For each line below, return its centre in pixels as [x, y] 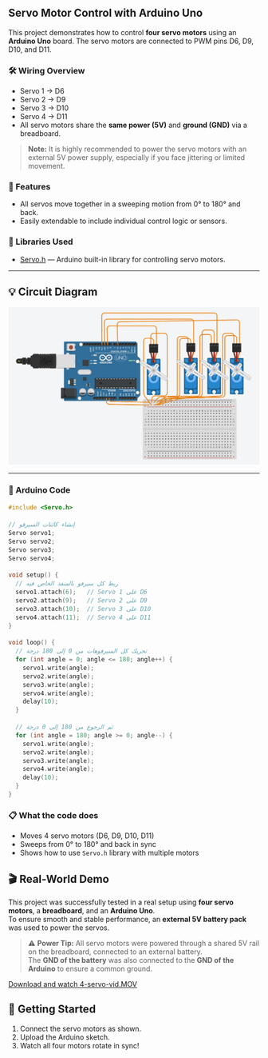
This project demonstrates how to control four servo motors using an [122, 32]
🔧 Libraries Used [41, 242]
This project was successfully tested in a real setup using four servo [121, 902]
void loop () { [32, 643]
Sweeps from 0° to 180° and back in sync [88, 844]
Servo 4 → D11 [43, 117]
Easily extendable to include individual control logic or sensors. [123, 221]
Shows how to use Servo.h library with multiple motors [109, 853]
